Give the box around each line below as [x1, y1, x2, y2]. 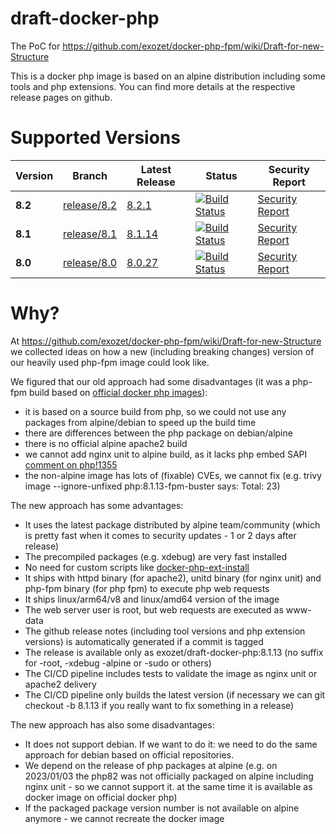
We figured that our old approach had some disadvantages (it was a [10, 375, 291, 387]
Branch [72, 168, 108, 182]
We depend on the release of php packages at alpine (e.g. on [24, 759, 278, 771]
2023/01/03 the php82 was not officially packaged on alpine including [24, 770, 314, 782]
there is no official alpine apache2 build [24, 437, 188, 449]
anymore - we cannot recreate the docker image [24, 812, 225, 824]
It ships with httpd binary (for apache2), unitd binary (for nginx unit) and [24, 572, 322, 584]
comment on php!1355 [24, 458, 118, 471]
